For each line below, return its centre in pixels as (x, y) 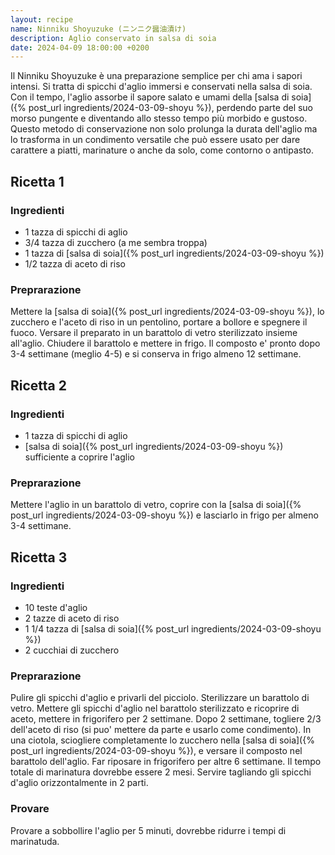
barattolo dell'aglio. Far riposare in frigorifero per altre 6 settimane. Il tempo (166, 762)
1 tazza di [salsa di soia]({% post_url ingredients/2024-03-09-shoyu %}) (174, 253)
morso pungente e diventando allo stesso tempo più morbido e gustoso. (159, 118)
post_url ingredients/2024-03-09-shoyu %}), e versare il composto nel (156, 751)
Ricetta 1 (37, 181)
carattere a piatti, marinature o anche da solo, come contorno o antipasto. (162, 150)
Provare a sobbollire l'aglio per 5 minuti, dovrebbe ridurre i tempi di (148, 830)
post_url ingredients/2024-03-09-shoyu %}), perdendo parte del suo (171, 108)
